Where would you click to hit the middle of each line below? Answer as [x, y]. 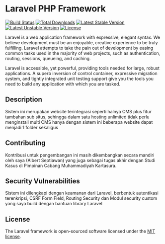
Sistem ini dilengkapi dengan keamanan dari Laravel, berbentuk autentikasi [82, 193]
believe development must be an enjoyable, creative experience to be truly [82, 42]
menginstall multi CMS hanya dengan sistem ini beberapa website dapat [79, 122]
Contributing [25, 143]
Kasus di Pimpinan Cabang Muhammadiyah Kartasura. [61, 165]
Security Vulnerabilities [43, 181]
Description [24, 100]
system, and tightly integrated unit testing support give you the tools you [80, 79]
